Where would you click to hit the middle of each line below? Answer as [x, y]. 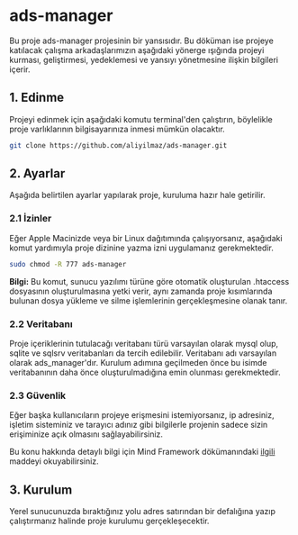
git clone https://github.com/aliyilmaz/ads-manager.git [118, 145]
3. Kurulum [41, 490]
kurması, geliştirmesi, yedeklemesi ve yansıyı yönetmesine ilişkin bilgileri [144, 59]
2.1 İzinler [31, 219]
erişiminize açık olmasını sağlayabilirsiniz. [86, 434]
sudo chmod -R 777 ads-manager [68, 264]
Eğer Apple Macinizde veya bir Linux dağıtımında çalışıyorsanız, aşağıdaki [146, 238]
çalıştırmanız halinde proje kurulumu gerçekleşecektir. [109, 521]
